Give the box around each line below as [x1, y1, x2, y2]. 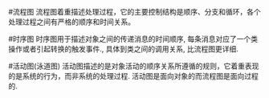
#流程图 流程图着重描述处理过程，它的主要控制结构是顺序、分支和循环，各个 [8, 7, 261, 16]
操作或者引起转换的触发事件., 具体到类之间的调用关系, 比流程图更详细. [8, 44, 239, 54]
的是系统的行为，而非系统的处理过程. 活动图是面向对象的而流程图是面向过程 [8, 71, 259, 80]
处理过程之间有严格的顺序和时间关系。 [8, 17, 135, 27]
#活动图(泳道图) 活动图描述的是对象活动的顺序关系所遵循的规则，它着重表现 [8, 61, 259, 71]
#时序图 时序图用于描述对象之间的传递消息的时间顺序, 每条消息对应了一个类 [8, 35, 259, 43]
